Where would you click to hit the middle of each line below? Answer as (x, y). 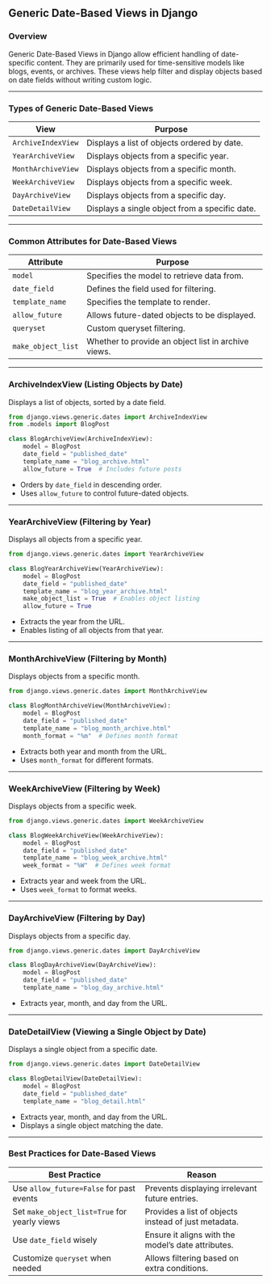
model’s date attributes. (189, 1244)
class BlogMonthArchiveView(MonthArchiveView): (90, 706)
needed (27, 1268)
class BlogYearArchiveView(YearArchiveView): (86, 568)
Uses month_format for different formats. (87, 760)
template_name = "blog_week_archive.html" (95, 858)
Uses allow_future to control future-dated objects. (104, 493)
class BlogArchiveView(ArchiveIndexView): (81, 439)
